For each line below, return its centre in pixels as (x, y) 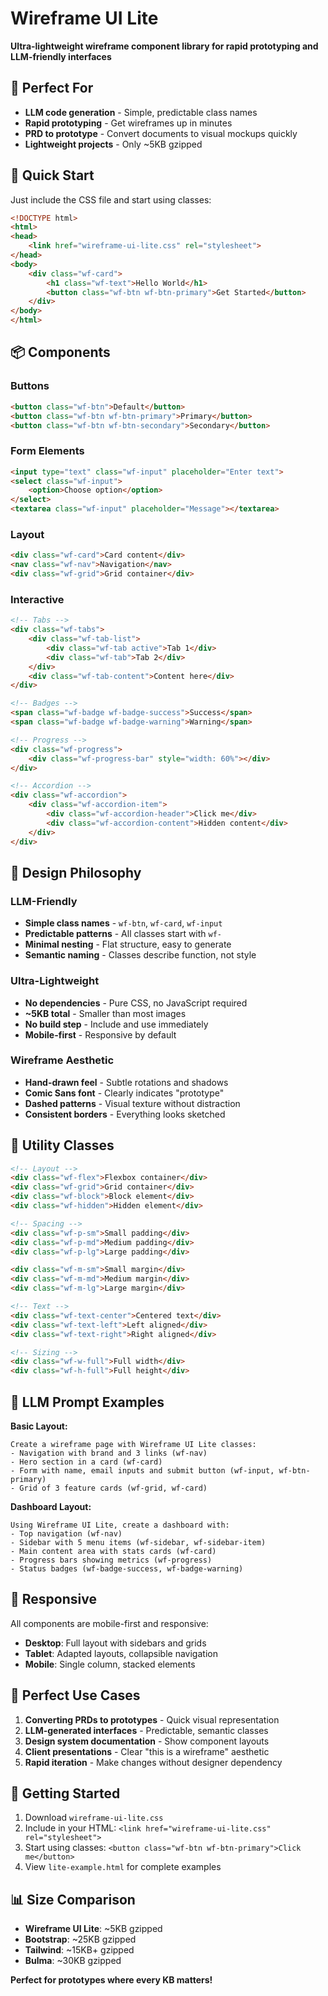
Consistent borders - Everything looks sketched (125, 1114)
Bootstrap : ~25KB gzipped (80, 1939)
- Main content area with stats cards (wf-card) (113, 1552)
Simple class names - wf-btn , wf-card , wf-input (123, 923)
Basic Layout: (39, 1426)
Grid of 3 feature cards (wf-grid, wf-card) (113, 1488)
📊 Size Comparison (73, 1899)
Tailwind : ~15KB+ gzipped (79, 1950)
